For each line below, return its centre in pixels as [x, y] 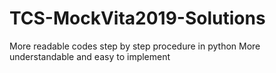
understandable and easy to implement [90, 56]
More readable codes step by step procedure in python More [135, 46]
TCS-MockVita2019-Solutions [137, 18]
